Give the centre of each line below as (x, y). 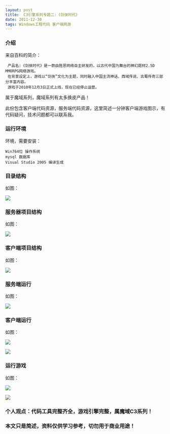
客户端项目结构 (24, 248)
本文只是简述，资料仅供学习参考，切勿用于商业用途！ (70, 426)
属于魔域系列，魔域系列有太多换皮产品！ (47, 97)
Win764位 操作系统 (23, 151)
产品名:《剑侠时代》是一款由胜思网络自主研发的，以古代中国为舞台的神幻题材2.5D (81, 66)
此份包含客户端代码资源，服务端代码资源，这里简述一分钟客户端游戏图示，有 (85, 108)
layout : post (19, 10)
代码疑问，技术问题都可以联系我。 (41, 114)
